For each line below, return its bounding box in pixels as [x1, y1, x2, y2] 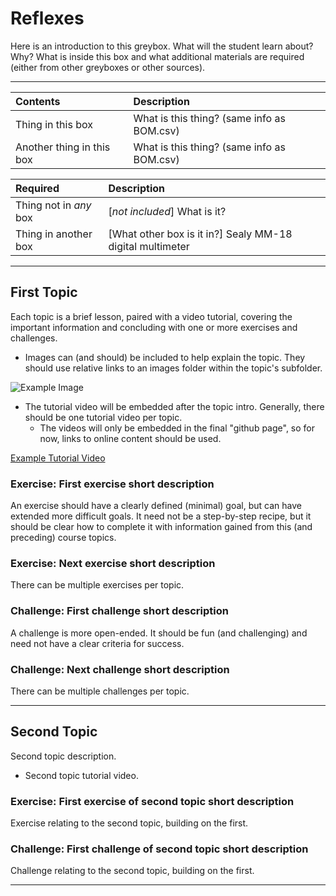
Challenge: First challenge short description [10, 604, 229, 618]
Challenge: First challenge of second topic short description [10, 842, 309, 856]
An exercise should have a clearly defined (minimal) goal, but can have [10, 500, 302, 512]
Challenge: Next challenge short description [10, 662, 230, 676]
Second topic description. [10, 750, 117, 762]
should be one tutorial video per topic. [24, 411, 183, 423]
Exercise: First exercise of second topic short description [10, 794, 295, 808]
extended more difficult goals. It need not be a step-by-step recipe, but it [10, 510, 312, 522]
